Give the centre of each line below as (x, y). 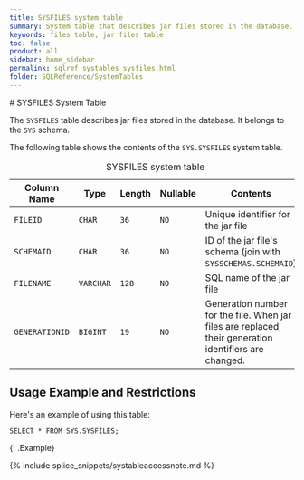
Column (42, 187)
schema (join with (242, 252)
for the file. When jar (248, 315)
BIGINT (92, 332)
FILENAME (33, 283)
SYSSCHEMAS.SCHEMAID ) (251, 263)
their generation (239, 338)
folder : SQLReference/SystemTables (76, 77)
